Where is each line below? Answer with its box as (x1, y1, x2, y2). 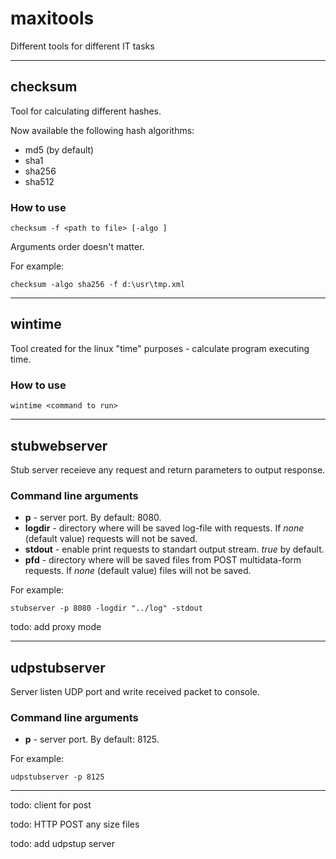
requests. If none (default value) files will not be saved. (24, 565, 252, 577)
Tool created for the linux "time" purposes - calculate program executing (10, 342, 310, 354)
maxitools (10, 7, 95, 30)
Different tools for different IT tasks (10, 40, 155, 52)
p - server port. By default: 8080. (24, 512, 162, 524)
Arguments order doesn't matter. (10, 241, 145, 253)
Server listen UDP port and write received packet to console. (10, 686, 260, 698)
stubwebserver (10, 437, 108, 454)
